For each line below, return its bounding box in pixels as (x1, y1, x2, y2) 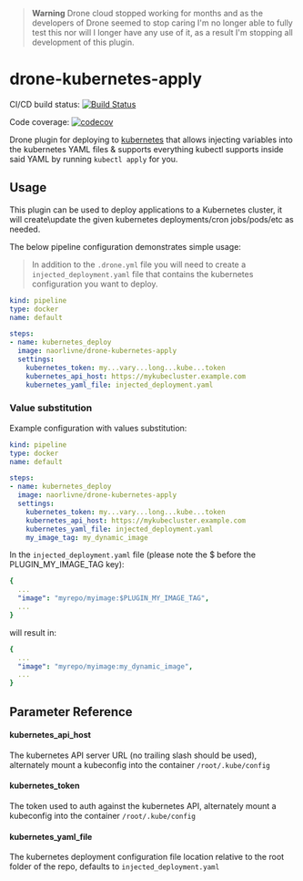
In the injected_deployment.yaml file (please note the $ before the (9, 549, 257, 560)
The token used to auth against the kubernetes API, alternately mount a (9, 800, 277, 811)
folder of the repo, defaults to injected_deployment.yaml (9, 861, 220, 872)
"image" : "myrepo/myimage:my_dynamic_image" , (17, 661, 194, 671)
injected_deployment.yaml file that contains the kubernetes (31, 268, 254, 279)
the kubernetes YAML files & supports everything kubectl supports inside (9, 143, 284, 154)
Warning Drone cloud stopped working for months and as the (31, 8, 264, 18)
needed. (9, 223, 41, 234)
